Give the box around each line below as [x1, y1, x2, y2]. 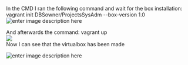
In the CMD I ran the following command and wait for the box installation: [6, 5, 183, 12]
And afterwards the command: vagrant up [6, 29, 108, 36]
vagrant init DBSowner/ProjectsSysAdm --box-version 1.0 [6, 11, 146, 18]
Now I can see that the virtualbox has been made [6, 41, 125, 47]
